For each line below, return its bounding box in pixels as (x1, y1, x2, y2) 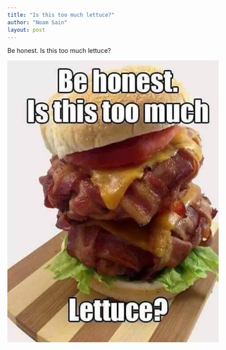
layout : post (7, 26, 46, 33)
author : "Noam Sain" (7, 18, 68, 26)
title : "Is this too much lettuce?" (7, 11, 115, 18)
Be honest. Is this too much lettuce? (7, 47, 111, 55)
